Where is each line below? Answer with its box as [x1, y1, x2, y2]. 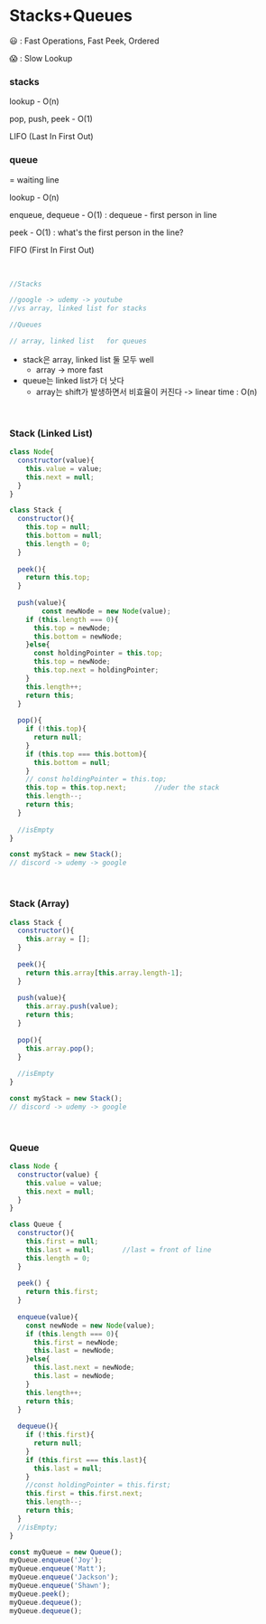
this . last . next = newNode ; [32, 1363, 135, 1373]
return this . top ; [25, 573, 91, 582]
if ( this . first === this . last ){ [25, 1455, 147, 1465]
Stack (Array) [9, 897, 70, 910]
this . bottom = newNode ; [32, 632, 124, 641]
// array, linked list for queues [9, 336, 147, 346]
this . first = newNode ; [32, 1337, 119, 1347]
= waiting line [9, 174, 60, 185]
